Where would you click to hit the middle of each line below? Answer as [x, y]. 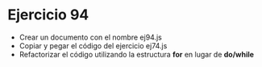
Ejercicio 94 [48, 15]
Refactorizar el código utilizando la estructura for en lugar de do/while [137, 54]
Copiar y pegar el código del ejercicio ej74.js [93, 45]
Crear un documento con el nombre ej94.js [90, 37]
